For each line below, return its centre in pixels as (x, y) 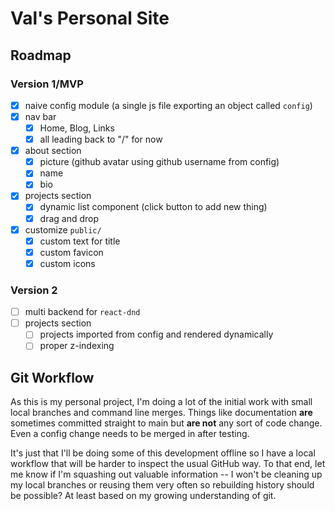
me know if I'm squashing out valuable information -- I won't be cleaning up (166, 474)
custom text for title (80, 241)
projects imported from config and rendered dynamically (156, 334)
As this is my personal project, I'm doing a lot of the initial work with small (161, 402)
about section (53, 151)
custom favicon (71, 252)
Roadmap (41, 55)
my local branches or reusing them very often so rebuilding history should (162, 485)
